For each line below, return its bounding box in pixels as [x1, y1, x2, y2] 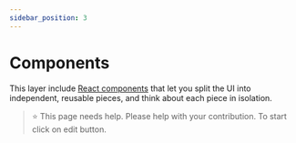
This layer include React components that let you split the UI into [9, 83, 251, 94]
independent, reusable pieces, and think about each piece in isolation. [9, 92, 273, 103]
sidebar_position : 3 [9, 13, 88, 23]
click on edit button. [31, 124, 107, 135]
